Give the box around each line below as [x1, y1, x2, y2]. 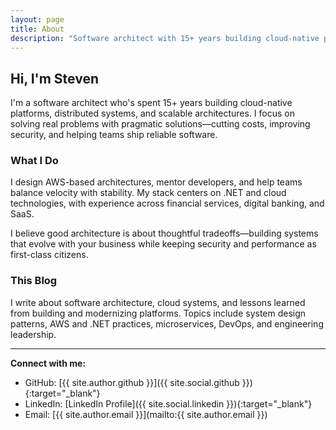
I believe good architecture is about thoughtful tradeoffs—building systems [10, 227, 319, 240]
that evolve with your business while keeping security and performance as [10, 238, 317, 250]
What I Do [10, 154, 59, 168]
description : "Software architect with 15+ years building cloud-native [10, 33, 320, 43]
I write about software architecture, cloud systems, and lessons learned [10, 296, 306, 308]
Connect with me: [10, 357, 87, 369]
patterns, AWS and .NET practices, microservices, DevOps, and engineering [10, 317, 324, 330]
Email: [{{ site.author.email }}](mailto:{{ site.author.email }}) [24, 408, 268, 420]
